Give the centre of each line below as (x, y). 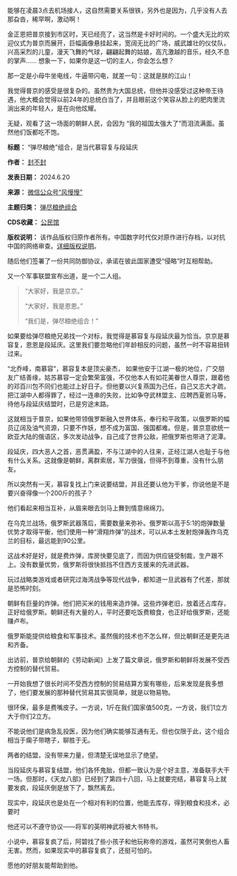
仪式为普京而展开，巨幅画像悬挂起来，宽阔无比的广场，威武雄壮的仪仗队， (121, 43)
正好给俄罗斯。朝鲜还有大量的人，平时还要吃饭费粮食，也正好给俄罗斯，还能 (119, 612)
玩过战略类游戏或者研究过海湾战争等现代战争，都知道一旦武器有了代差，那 (115, 580)
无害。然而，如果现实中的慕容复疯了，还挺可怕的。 (81, 850)
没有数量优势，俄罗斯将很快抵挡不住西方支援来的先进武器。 (106, 564)
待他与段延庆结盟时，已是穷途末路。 (60, 404)
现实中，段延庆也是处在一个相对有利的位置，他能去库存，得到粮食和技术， (115, 803)
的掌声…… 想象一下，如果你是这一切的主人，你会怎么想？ (91, 61)
